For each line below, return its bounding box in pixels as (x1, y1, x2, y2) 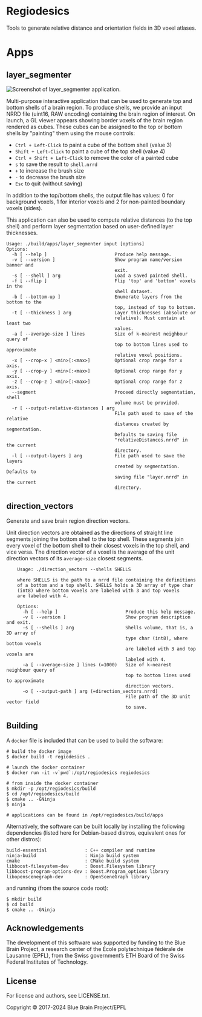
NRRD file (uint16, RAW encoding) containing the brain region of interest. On (6, 110, 195, 118)
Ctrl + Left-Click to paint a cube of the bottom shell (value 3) (15, 141, 172, 148)
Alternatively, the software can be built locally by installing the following (6, 823, 185, 830)
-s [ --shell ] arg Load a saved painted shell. (11, 273, 188, 279)
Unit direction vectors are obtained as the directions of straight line (6, 529, 174, 536)
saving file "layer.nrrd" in (114, 474, 188, 480)
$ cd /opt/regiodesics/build (6, 790, 80, 797)
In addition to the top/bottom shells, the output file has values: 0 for (6, 191, 174, 199)
